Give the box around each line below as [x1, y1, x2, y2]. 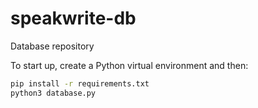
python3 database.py [10, 88, 97, 98]
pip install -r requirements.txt [10, 78, 150, 89]
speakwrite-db [10, 7, 137, 30]
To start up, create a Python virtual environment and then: [10, 59, 249, 71]
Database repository [10, 40, 95, 52]
